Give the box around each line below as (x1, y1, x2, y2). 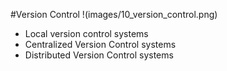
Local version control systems (24, 28, 149, 39)
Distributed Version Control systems (24, 49, 174, 61)
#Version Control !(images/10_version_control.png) (10, 9, 218, 20)
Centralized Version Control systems (24, 39, 177, 50)
